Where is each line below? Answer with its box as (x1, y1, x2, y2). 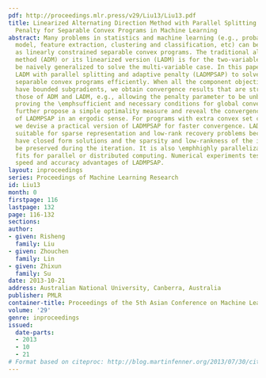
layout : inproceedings (8, 166, 83, 174)
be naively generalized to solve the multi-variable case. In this (15, 63, 243, 71)
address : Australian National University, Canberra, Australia (8, 284, 222, 292)
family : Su (15, 269, 51, 277)
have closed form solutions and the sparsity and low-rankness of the (15, 136, 253, 145)
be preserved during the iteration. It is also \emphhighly (15, 144, 218, 152)
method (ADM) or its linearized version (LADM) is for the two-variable (15, 56, 260, 64)
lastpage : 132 (8, 203, 55, 211)
